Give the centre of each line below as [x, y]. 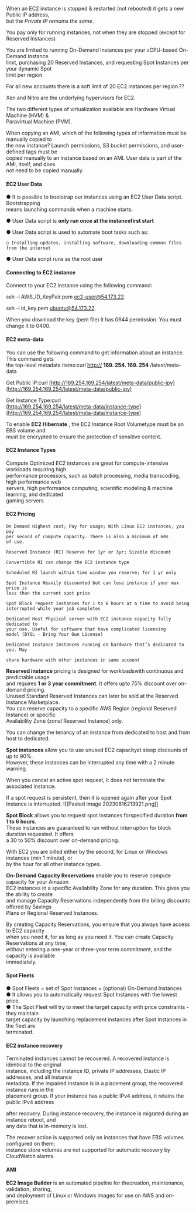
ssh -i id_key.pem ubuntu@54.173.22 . [51, 308]
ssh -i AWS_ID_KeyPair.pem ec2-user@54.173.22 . [66, 297]
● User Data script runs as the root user [55, 259]
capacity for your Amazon [37, 882]
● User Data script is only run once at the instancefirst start [80, 221]
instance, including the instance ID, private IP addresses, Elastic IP [86, 1071]
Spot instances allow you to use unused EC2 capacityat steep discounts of [97, 750]
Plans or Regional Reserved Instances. [52, 913]
